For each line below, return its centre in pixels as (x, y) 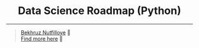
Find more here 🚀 (42, 39)
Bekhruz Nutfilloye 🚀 (46, 32)
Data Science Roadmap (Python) (99, 11)
